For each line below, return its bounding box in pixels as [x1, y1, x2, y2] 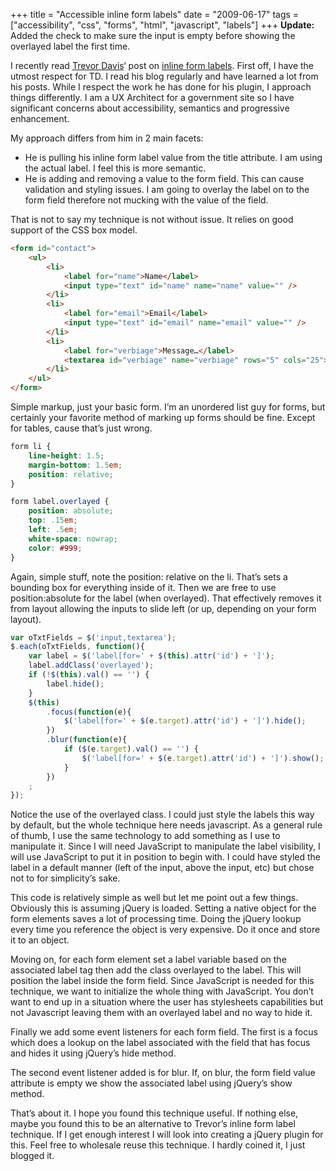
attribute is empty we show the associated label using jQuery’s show [10, 1077, 293, 1089]
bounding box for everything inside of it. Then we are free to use [10, 581, 277, 593]
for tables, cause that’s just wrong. [10, 422, 153, 434]
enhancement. [10, 113, 70, 124]
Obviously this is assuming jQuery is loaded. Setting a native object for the [10, 902, 317, 914]
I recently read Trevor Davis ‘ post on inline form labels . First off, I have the [10, 60, 315, 71]
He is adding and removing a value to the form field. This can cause [24, 173, 305, 184]
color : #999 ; [28, 543, 83, 553]
